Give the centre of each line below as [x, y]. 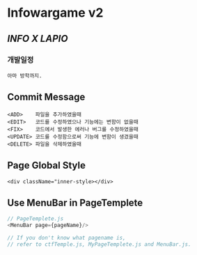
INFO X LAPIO [38, 39]
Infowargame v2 [55, 13]
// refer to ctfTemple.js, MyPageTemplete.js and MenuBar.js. [99, 244]
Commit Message [46, 97]
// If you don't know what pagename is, [67, 238]
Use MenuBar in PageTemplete [75, 202]
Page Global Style [46, 165]
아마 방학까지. [25, 76]
